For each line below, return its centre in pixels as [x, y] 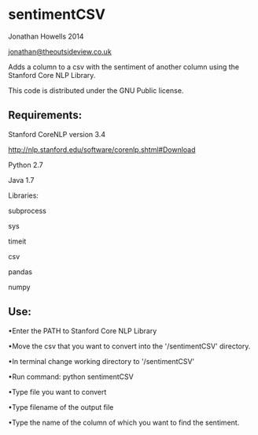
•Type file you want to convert [57, 392]
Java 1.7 [21, 180]
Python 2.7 [26, 165]
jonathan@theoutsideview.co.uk [60, 51]
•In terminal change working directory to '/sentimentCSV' [101, 361]
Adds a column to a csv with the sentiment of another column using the [124, 67]
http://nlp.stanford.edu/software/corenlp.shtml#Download [102, 149]
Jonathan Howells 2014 [46, 36]
